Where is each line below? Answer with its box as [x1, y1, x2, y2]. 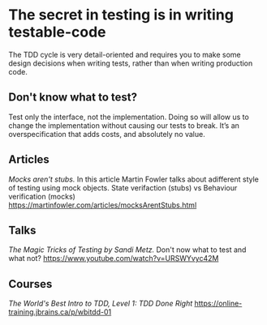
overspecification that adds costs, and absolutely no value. [8, 129, 205, 139]
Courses [8, 277, 53, 291]
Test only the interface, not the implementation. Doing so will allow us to [8, 112, 249, 122]
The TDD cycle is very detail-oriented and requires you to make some [8, 49, 241, 59]
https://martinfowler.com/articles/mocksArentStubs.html [8, 200, 197, 210]
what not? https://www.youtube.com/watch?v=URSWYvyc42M [8, 254, 219, 263]
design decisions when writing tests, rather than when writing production [8, 58, 253, 68]
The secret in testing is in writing [8, 6, 234, 24]
